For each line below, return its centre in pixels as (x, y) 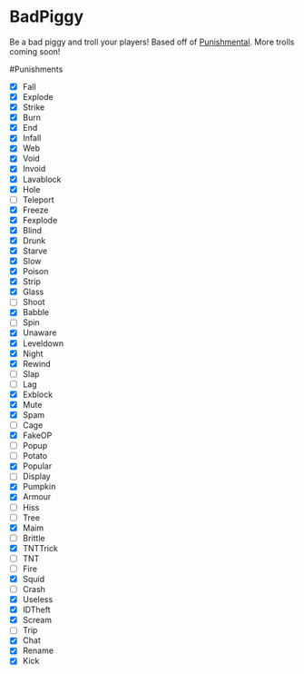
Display (37, 476)
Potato (35, 456)
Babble (36, 312)
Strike (34, 107)
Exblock (37, 394)
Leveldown (43, 343)
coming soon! (35, 51)
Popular (37, 466)
